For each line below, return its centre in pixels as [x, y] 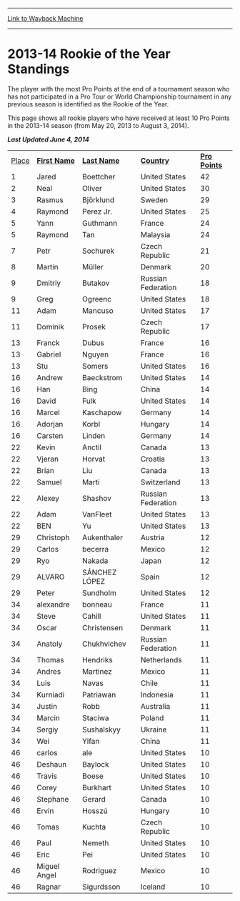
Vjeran [48, 459]
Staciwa [95, 717]
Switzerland [160, 482]
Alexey [48, 498]
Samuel [49, 482]
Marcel [49, 412]
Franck [48, 342]
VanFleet [97, 514]
